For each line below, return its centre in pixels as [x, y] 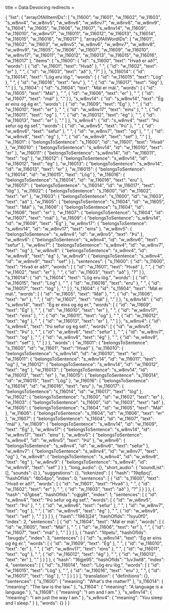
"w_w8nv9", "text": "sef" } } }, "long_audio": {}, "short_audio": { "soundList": [85, 467]
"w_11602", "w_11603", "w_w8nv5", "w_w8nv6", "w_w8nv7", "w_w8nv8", [81, 44]
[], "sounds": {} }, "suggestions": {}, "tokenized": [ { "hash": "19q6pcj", [79, 473]
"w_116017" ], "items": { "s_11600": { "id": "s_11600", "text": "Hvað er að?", [82, 60]
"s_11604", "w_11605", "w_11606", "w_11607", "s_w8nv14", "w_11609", [76, 28]
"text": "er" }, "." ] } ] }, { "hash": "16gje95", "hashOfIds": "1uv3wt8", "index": [85, 559]
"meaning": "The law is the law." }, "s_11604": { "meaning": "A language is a [84, 587]
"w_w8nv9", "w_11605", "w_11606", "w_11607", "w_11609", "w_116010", [77, 50]
